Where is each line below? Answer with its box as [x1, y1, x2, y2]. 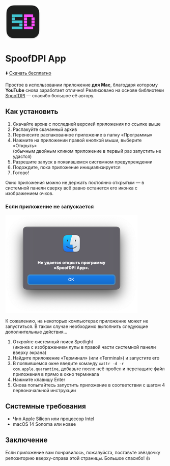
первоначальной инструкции [12, 388, 76, 394]
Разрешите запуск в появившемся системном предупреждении [12, 158, 153, 165]
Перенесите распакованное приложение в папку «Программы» [12, 131, 153, 138]
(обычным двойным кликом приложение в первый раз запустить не [12, 148, 161, 154]
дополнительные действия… [5, 329, 68, 335]
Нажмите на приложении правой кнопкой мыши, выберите [12, 137, 142, 143]
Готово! [12, 170, 30, 176]
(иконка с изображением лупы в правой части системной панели [12, 344, 156, 350]
